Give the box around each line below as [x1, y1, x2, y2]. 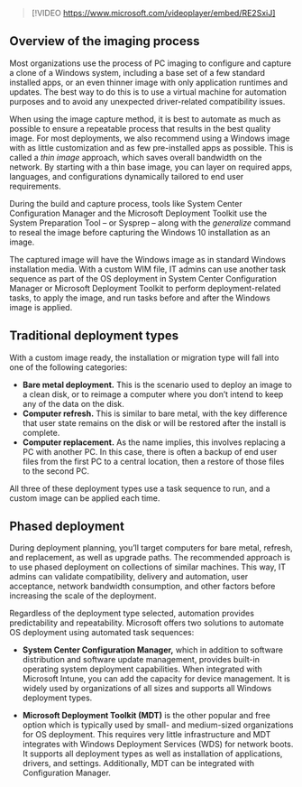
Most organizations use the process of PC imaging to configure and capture [9, 58, 291, 69]
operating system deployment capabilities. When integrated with [22, 663, 263, 675]
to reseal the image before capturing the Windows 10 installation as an [9, 227, 270, 237]
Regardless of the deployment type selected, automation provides [9, 608, 255, 619]
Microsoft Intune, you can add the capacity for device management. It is [22, 673, 291, 684]
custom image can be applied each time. [9, 492, 160, 504]
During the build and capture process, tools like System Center [9, 198, 243, 208]
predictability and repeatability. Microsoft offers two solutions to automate [9, 617, 284, 628]
